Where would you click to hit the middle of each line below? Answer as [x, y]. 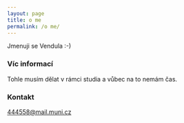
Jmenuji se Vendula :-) [39, 46]
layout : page [26, 13]
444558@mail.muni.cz [39, 112]
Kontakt [21, 97]
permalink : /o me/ [33, 26]
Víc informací [30, 64]
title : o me [24, 20]
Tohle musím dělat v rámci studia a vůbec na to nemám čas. [92, 79]
